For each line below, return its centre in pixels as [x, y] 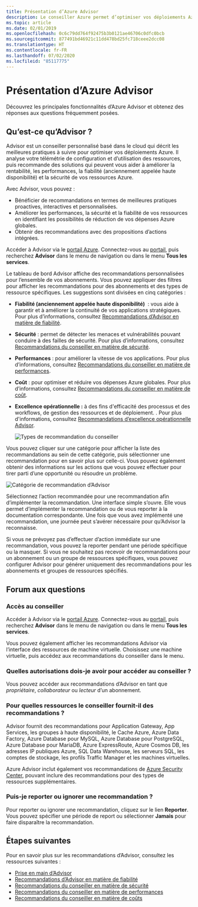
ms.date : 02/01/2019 [32, 28]
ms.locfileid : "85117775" [38, 61]
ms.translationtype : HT [35, 45]
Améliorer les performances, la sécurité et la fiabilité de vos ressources [101, 213]
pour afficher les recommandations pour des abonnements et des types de [97, 286]
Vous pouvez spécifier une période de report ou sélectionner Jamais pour [96, 816]
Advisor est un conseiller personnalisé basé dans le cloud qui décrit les [93, 146]
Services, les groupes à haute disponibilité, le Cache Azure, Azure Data [93, 732]
